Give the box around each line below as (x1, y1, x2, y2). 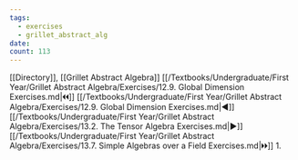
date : (9, 38, 30, 48)
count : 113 (9, 47, 51, 56)
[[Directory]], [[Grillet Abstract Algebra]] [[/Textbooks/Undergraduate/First (9, 72, 290, 83)
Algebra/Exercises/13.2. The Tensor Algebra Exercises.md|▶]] (9, 121, 243, 132)
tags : (9, 13, 30, 23)
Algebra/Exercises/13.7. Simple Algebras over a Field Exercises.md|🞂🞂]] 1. (9, 140, 282, 151)
